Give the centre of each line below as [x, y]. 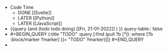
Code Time [22, 7]
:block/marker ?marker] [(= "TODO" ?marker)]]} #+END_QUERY [77, 39]
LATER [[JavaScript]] [40, 23]
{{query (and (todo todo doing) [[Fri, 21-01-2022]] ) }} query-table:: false [86, 29]
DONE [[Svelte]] [35, 13]
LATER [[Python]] [36, 18]
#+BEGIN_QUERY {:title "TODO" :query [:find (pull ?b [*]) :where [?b [81, 34]
